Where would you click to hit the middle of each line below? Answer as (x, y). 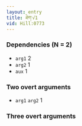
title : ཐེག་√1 (22, 18)
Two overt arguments (39, 87)
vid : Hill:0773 (26, 23)
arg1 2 (23, 58)
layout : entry (24, 12)
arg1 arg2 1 (29, 100)
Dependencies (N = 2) (39, 45)
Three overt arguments (41, 116)
